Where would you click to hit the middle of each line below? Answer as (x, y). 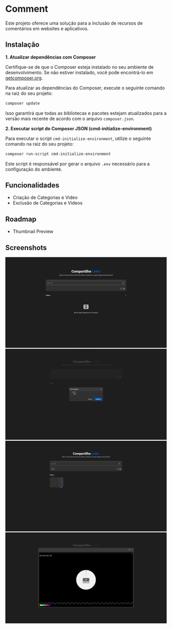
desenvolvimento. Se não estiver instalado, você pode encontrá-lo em (79, 72)
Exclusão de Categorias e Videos (48, 203)
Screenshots (26, 247)
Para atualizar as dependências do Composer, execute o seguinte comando (85, 88)
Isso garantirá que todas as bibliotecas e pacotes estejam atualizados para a (86, 113)
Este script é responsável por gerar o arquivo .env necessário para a (78, 164)
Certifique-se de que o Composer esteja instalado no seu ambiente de (80, 67)
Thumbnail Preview (33, 232)
